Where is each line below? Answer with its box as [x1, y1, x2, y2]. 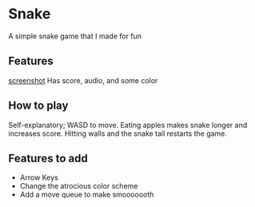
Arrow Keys [19, 173, 58, 182]
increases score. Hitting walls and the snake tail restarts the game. [8, 129, 228, 138]
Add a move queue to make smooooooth [19, 189, 154, 200]
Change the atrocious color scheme [19, 181, 138, 191]
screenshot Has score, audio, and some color [8, 75, 158, 85]
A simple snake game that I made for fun [8, 31, 142, 41]
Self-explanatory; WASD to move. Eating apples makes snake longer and [8, 120, 248, 129]
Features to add [8, 151, 88, 165]
